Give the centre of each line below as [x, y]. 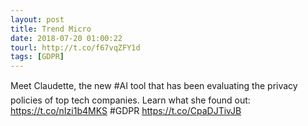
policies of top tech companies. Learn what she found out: [130, 100]
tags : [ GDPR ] [37, 57]
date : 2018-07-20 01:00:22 [66, 38]
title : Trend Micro [51, 29]
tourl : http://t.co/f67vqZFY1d [75, 47]
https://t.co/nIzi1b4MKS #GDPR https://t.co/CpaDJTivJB [126, 111]
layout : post [37, 19]
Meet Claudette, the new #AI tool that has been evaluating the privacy [154, 86]
